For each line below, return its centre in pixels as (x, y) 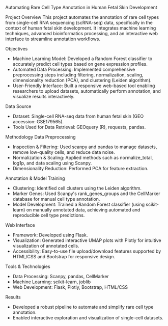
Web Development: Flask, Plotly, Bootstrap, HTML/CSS (70, 287)
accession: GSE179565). (38, 121)
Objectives (17, 49)
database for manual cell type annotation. (56, 199)
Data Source (18, 106)
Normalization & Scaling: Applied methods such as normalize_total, (83, 158)
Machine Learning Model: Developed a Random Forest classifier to (82, 59)
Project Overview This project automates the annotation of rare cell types (82, 17)
